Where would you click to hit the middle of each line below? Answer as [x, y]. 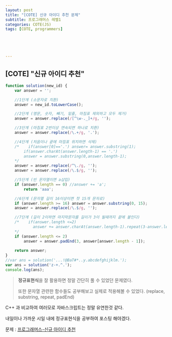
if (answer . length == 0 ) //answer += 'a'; [60, 184]
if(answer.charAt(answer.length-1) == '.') [71, 151]
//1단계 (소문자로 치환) [37, 100]
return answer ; [31, 251]
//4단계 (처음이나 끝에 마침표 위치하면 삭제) [56, 142]
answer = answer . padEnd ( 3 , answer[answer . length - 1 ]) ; [84, 241]
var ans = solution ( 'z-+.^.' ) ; [39, 265]
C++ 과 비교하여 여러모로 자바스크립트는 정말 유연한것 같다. [64, 307]
